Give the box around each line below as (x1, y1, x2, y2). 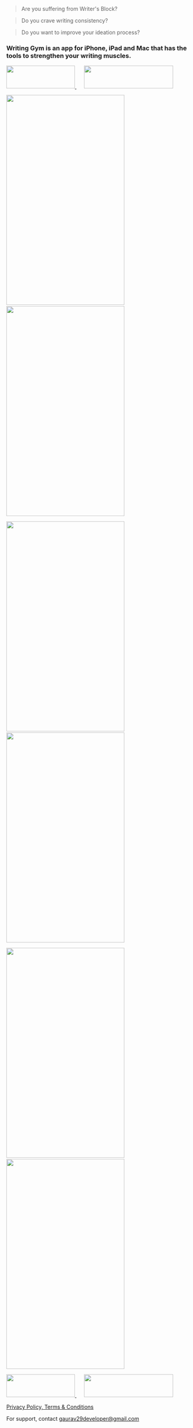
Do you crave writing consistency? (21, 17, 108, 24)
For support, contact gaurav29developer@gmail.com (6, 1415, 139, 1423)
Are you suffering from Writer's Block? (21, 5, 118, 12)
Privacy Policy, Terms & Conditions (6, 1403, 94, 1411)
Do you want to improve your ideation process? (21, 29, 140, 36)
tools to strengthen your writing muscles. (6, 51, 132, 60)
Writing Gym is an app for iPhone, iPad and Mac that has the (6, 44, 187, 52)
